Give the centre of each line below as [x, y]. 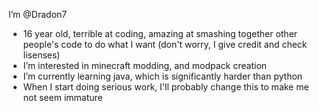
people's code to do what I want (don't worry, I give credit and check [165, 44]
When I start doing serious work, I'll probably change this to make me [166, 87]
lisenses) [41, 55]
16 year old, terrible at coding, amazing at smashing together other [160, 33]
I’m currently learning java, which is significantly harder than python [162, 76]
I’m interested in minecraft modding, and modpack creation [145, 65]
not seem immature [62, 97]
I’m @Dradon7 [38, 14]
